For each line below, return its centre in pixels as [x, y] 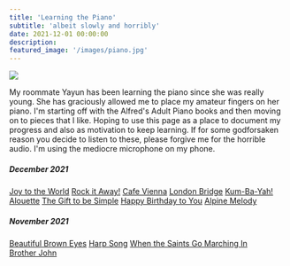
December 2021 [39, 168]
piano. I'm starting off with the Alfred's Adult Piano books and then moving [145, 111]
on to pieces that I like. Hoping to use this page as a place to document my [145, 121]
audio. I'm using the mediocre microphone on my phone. [112, 149]
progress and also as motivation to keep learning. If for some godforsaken [144, 130]
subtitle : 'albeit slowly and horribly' [85, 26]
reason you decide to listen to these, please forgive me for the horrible [137, 139]
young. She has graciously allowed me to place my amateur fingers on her [145, 102]
